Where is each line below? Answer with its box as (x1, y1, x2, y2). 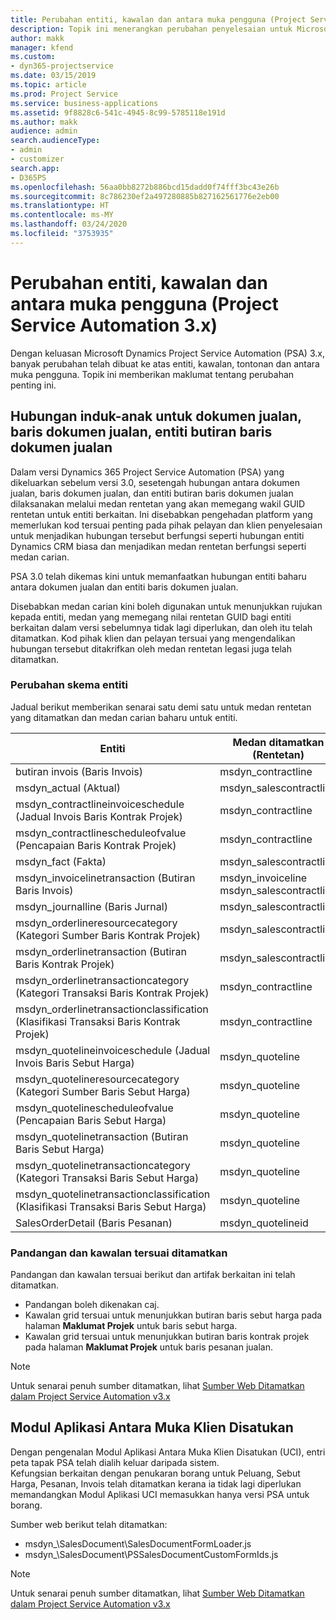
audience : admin (10, 126, 78, 136)
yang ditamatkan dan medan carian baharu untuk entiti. (10, 711, 238, 723)
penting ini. (10, 379, 57, 391)
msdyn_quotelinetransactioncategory (15, 1158, 191, 1172)
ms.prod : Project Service (10, 89, 118, 99)
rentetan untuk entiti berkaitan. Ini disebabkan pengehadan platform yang (10, 508, 313, 520)
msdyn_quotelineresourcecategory (15, 1072, 180, 1086)
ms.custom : (10, 52, 56, 62)
